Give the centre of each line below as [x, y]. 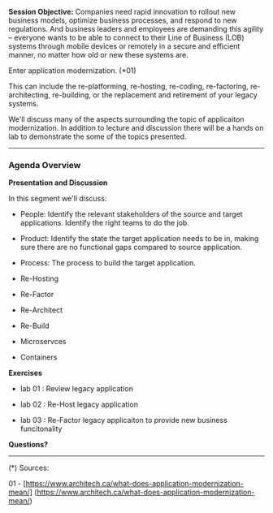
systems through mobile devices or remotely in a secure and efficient [124, 46]
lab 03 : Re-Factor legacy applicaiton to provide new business [123, 420]
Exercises [26, 373]
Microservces [43, 342]
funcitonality [41, 429]
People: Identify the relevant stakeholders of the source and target [131, 214]
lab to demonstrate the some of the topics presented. [97, 136]
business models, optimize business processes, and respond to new [123, 20]
